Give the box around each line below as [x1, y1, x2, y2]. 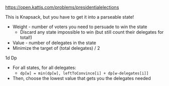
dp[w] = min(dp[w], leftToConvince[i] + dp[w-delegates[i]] [20, 71, 149, 76]
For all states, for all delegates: [12, 65, 76, 70]
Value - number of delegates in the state [12, 40, 97, 46]
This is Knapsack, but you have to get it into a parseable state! [5, 14, 134, 20]
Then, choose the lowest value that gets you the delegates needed [12, 75, 151, 81]
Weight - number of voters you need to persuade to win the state [12, 24, 147, 30]
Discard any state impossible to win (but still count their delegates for [20, 29, 164, 35]
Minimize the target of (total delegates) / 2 [12, 45, 101, 51]
